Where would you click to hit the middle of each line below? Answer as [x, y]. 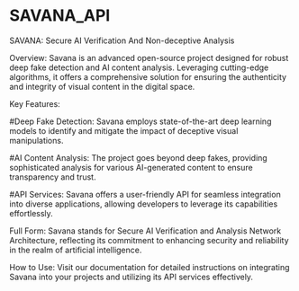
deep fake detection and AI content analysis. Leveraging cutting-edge [139, 67]
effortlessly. [32, 213]
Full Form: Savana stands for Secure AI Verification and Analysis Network [145, 231]
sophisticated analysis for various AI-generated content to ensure [131, 167]
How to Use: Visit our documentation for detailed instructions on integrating [149, 267]
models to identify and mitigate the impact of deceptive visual [124, 130]
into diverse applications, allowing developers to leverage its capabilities [144, 204]
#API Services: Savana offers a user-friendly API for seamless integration [145, 194]
